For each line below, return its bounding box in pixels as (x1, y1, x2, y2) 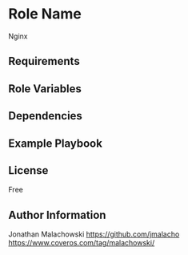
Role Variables (8, 82, 82, 95)
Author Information (8, 208, 106, 221)
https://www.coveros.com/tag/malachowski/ (8, 238, 155, 248)
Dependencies (8, 109, 82, 123)
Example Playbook (8, 136, 102, 150)
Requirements (8, 55, 80, 68)
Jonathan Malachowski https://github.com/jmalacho (8, 229, 180, 239)
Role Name (8, 5, 82, 23)
